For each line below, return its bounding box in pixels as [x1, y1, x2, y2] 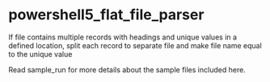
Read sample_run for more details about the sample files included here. [8, 64, 247, 74]
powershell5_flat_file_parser [8, 6, 205, 24]
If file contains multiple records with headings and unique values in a [8, 32, 237, 42]
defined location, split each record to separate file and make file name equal [8, 40, 263, 50]
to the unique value [8, 49, 73, 59]
